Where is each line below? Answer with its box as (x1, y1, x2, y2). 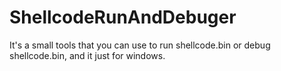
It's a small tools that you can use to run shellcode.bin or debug (9, 39, 271, 51)
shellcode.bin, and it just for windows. (9, 49, 166, 61)
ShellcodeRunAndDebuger (9, 6, 237, 29)
